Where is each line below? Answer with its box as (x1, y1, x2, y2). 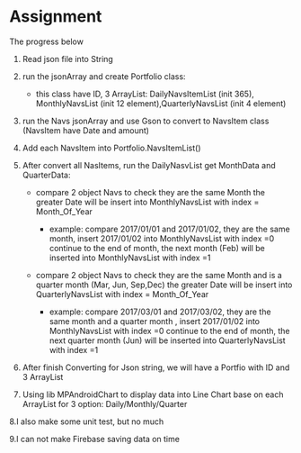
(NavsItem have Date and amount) (22, 124, 150, 136)
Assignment (9, 6, 102, 27)
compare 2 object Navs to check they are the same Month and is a (35, 269, 283, 280)
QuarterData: (22, 169, 71, 180)
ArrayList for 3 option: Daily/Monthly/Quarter (22, 398, 188, 409)
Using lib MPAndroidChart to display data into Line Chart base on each (22, 389, 284, 400)
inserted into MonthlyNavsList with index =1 (49, 252, 211, 263)
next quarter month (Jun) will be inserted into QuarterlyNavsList (49, 335, 286, 346)
